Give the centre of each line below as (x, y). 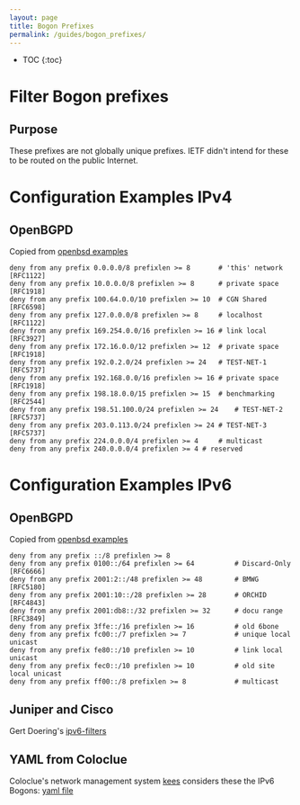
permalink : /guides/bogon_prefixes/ (78, 34)
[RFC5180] (28, 587)
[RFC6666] (28, 572)
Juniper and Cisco (62, 709)
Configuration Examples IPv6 (120, 484)
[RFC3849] (28, 619)
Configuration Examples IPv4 (121, 197)
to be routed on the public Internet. (74, 161)
